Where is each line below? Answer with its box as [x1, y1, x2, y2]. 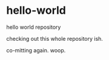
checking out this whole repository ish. [6, 35, 103, 42]
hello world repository [6, 23, 61, 31]
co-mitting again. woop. [6, 46, 66, 54]
